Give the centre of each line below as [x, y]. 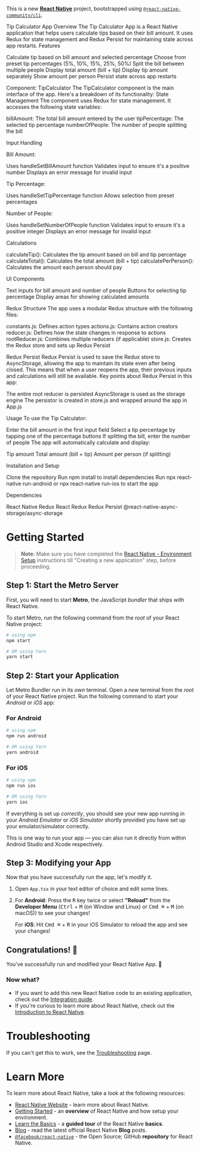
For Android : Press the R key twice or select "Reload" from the [93, 900]
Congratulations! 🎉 [42, 950]
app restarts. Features [33, 45]
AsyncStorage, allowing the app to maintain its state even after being [91, 363]
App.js [14, 407]
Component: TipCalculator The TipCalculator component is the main [90, 88]
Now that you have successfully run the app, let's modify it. [79, 877]
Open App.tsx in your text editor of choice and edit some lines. [92, 889]
